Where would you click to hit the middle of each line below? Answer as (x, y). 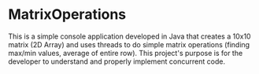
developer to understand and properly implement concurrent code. (117, 61)
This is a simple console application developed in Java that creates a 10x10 (129, 36)
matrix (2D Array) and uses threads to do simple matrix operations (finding (129, 44)
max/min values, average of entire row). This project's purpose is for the (126, 53)
